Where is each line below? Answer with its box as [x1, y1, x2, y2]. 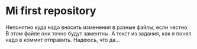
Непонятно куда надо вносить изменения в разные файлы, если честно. [5, 24, 189, 31]
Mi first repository [5, 4, 96, 18]
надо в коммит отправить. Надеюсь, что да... [5, 36, 120, 43]
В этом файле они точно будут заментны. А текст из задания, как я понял [5, 30, 192, 37]
